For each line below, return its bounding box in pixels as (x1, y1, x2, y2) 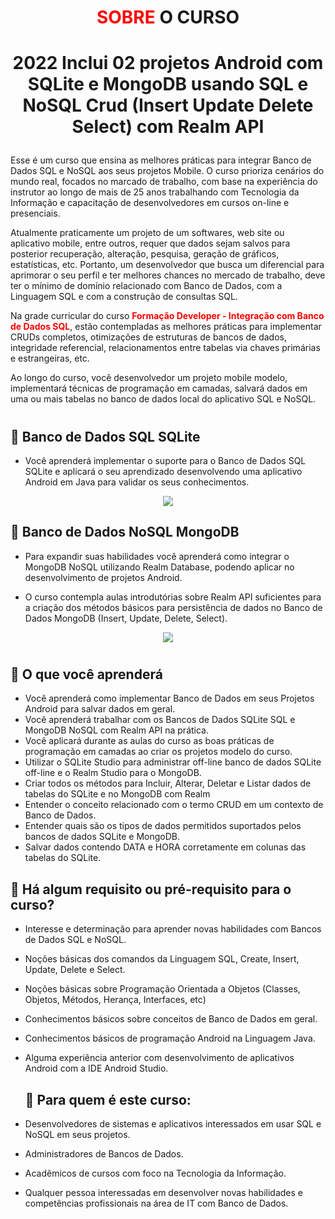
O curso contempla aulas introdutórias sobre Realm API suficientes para (24, 591, 322, 603)
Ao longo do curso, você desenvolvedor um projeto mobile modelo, (10, 372, 288, 384)
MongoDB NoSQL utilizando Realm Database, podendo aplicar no (24, 561, 295, 573)
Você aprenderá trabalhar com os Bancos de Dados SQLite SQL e (24, 714, 296, 726)
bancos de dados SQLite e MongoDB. (24, 831, 180, 843)
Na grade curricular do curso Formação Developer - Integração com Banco (10, 310, 325, 322)
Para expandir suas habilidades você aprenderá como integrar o (24, 550, 290, 562)
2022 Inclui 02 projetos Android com (12, 52, 324, 75)
